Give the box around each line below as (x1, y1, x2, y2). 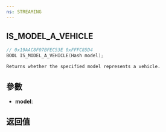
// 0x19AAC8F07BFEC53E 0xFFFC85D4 (6, 47, 94, 53)
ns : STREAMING (6, 8, 42, 15)
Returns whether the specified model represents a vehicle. (6, 64, 161, 70)
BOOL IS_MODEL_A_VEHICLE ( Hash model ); (6, 52, 104, 59)
